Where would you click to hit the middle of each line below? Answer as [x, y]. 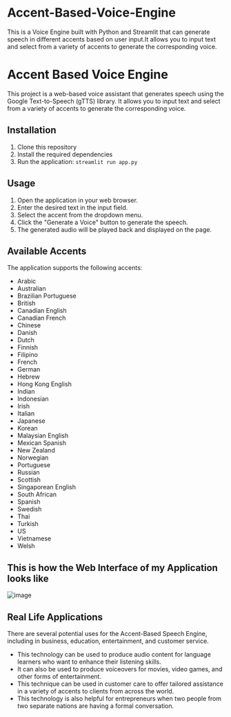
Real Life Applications [55, 617]
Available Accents [47, 251]
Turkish [28, 524]
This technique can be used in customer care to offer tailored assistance [120, 684]
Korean [27, 428]
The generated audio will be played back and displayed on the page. [114, 229]
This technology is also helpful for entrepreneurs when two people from [119, 698]
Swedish [29, 509]
